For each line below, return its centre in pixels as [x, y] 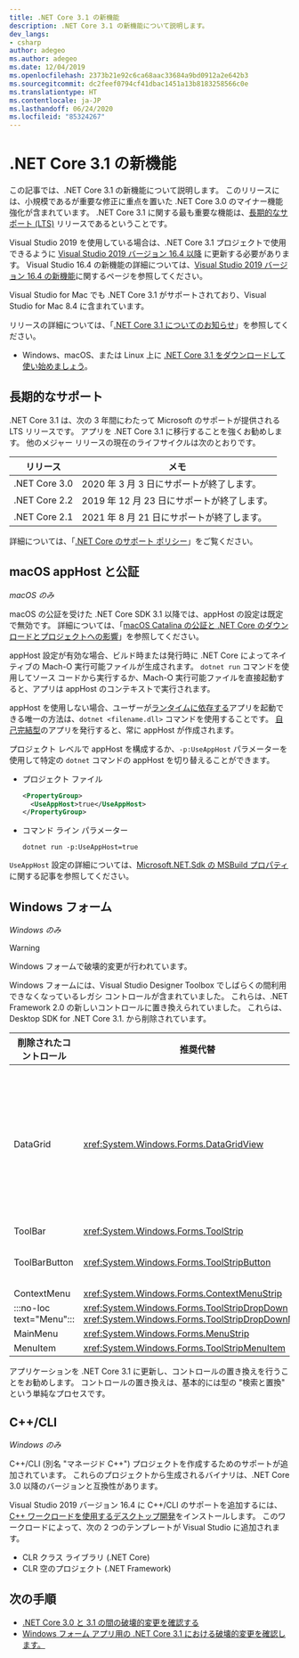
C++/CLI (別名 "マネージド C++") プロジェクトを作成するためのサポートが [145, 1464]
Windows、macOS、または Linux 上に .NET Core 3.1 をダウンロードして [154, 355]
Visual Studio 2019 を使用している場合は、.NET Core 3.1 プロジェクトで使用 [148, 242]
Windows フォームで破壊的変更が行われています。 [101, 966]
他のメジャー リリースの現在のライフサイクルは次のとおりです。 [143, 442]
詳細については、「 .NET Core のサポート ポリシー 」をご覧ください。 [133, 541]
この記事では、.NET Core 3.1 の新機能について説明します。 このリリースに [145, 190]
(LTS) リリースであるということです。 [103, 224]
